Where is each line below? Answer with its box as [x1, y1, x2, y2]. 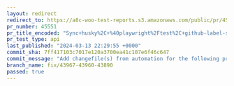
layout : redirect [6, 10, 57, 17]
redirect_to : [6, 17, 45, 24]
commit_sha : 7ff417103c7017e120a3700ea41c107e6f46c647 [6, 49, 170, 56]
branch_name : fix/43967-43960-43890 [6, 62, 113, 69]
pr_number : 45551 [6, 23, 57, 30]
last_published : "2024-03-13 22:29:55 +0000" [6, 42, 141, 49]
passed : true [6, 68, 45, 75]
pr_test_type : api [6, 36, 60, 43]
